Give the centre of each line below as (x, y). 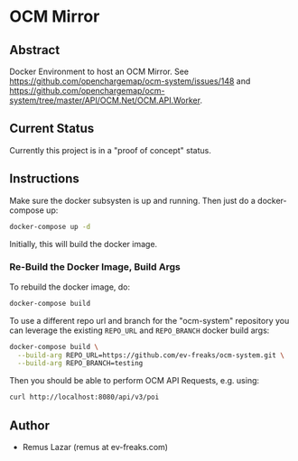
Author (29, 425)
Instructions (44, 179)
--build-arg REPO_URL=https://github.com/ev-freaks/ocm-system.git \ (151, 355)
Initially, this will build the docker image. (84, 244)
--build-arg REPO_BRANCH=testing (80, 364)
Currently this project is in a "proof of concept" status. (111, 150)
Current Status (52, 129)
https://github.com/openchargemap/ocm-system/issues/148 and (130, 81)
